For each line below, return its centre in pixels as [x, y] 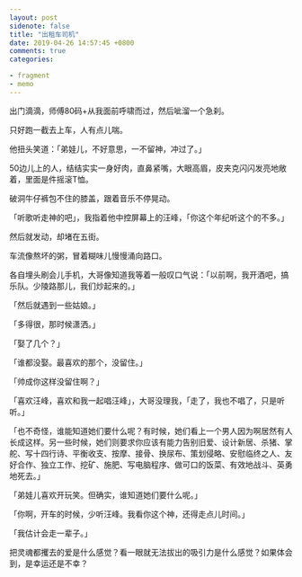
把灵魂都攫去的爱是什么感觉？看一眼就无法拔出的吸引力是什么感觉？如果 [143, 552]
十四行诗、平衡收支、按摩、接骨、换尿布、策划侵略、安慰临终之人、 [159, 453]
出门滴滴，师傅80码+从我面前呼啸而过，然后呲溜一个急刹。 [119, 111]
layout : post [34, 18]
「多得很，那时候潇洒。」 [55, 324]
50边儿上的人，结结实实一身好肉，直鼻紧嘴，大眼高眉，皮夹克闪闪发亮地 [144, 168]
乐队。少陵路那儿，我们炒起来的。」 [74, 286]
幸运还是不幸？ [60, 564]
